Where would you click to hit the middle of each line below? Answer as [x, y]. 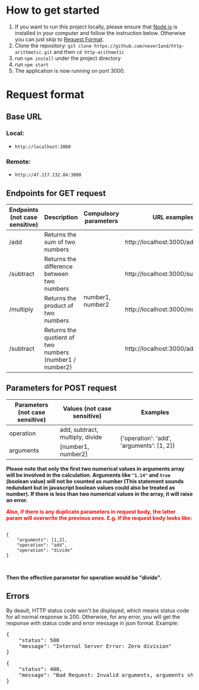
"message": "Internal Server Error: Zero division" [95, 646]
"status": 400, [41, 669]
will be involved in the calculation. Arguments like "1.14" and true [88, 475]
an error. [17, 500]
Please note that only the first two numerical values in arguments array [95, 468]
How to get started [53, 10]
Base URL [24, 116]
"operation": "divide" [45, 550]
